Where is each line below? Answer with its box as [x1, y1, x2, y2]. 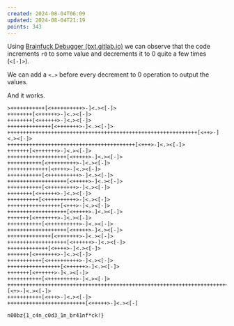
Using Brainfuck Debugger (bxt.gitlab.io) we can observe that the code [7, 42, 211, 51]
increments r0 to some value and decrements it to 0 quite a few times [7, 49, 207, 58]
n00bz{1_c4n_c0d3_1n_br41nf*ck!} [7, 312, 104, 319]
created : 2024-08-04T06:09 [7, 10, 86, 17]
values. [7, 78, 28, 86]
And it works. [7, 91, 45, 100]
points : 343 [7, 23, 42, 30]
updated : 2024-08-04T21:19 [7, 17, 86, 24]
